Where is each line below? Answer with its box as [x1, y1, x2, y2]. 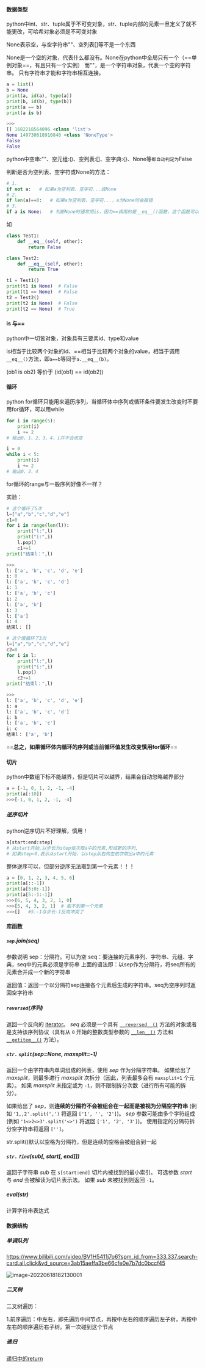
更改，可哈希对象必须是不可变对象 [11, 28, 98, 35]
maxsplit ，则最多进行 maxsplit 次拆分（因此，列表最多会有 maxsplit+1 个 [6, 1074, 190, 1082]
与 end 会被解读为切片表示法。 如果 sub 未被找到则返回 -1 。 [6, 1176, 157, 1184]
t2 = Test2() [6, 294, 40, 300]
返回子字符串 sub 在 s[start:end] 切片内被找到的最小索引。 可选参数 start [6, 1169, 192, 1176]
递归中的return [6, 1355, 43, 1362]
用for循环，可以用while [6, 405, 65, 413]
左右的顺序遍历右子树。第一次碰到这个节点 [6, 1323, 113, 1330]
